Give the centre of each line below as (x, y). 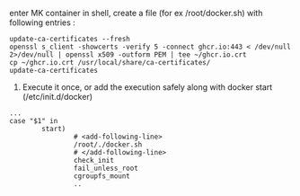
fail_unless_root (106, 168)
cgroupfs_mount (101, 176)
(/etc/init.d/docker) (57, 97)
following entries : (43, 22)
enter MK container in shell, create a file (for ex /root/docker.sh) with (136, 13)
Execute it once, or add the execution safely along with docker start (147, 87)
